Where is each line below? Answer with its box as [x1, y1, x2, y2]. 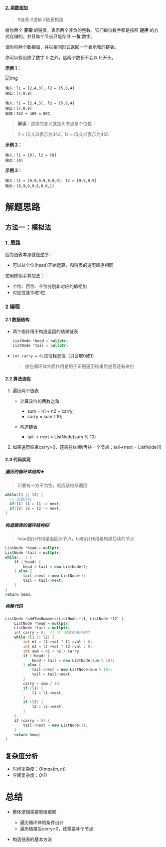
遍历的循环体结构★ [5, 469, 45, 475]
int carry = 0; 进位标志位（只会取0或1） [12, 352, 97, 358]
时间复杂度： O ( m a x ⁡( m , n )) [12, 766, 66, 772]
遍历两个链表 [12, 388, 39, 394]
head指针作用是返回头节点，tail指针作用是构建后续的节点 [17, 536, 135, 542]
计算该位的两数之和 [19, 398, 60, 404]
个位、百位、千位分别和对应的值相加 [12, 283, 87, 289]
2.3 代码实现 [5, 456, 31, 462]
